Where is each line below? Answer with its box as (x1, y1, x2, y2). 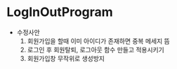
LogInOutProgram (6, 4, 113, 20)
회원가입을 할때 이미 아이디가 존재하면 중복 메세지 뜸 (27, 36, 170, 45)
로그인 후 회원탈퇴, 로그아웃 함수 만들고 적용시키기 (27, 45, 164, 54)
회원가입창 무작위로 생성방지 (27, 54, 105, 63)
